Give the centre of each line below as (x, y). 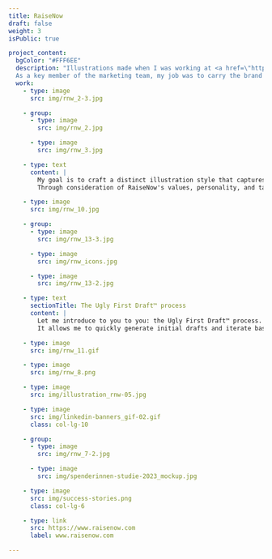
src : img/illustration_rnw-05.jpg (88, 395)
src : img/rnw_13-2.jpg (76, 284)
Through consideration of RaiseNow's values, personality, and (146, 187)
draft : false (30, 23)
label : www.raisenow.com (72, 536)
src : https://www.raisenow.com (83, 528)
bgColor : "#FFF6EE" (49, 61)
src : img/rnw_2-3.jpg (66, 98)
